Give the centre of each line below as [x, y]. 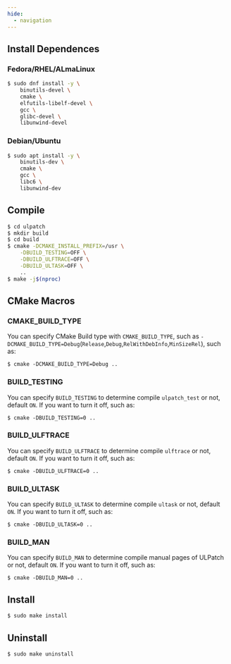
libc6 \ [31, 182]
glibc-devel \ [40, 116]
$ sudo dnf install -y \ [44, 84]
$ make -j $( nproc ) [34, 279]
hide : [15, 14]
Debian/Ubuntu [34, 141]
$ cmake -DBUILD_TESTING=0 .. [52, 418]
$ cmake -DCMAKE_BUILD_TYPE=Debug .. [63, 364]
